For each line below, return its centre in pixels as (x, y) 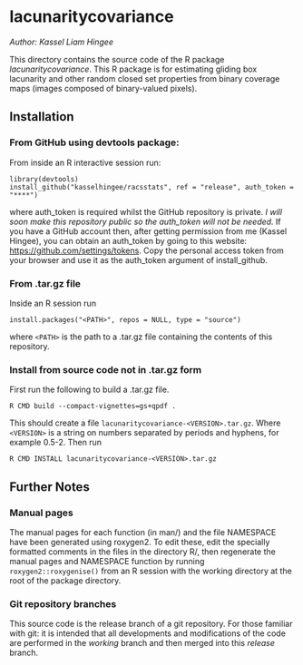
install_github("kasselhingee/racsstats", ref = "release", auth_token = (152, 187)
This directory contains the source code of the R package (117, 59)
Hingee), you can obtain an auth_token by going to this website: (128, 240)
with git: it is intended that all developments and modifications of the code (147, 633)
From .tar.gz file (45, 283)
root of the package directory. (65, 580)
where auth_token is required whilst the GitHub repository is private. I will (146, 211)
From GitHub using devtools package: (94, 142)
